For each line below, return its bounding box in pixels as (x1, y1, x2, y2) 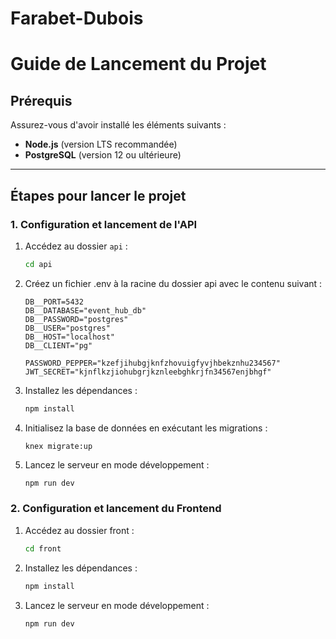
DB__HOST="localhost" (24, 332, 115, 342)
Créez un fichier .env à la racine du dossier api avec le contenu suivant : (24, 277, 323, 289)
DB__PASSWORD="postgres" (24, 314, 129, 324)
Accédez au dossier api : (24, 240, 128, 252)
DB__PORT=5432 (24, 297, 84, 307)
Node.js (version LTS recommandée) (24, 138, 178, 151)
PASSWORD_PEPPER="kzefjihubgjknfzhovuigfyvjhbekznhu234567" (24, 358, 281, 368)
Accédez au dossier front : (24, 524, 135, 536)
